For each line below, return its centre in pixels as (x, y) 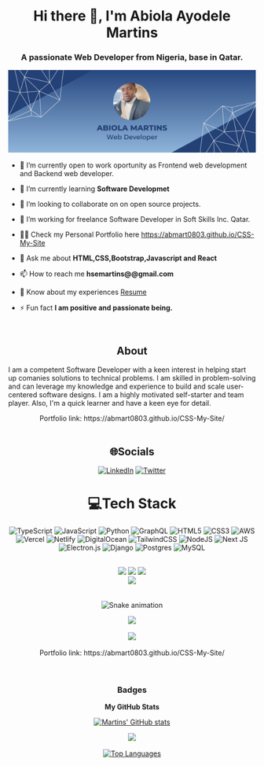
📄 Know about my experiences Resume (83, 292)
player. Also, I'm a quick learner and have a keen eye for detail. (110, 403)
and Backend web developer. (66, 174)
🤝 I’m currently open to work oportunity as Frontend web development (133, 165)
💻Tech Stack (132, 504)
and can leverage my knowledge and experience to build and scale (117, 387)
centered (23, 395)
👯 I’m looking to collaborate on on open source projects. (110, 204)
